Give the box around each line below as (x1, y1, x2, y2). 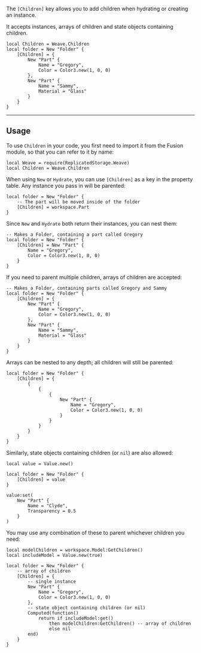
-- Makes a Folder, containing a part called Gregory (6, 231, 144, 238)
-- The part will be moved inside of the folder (17, 199, 141, 205)
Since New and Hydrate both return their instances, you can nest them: (6, 220, 178, 227)
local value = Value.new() (6, 460, 74, 467)
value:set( (6, 492, 33, 498)
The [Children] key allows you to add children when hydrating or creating (6, 5, 188, 12)
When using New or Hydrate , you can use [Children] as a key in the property (6, 175, 193, 182)
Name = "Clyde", (28, 502, 68, 509)
